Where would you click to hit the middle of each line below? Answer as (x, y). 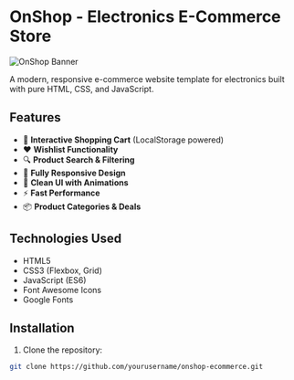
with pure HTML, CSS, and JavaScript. (82, 89)
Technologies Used (65, 239)
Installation (42, 327)
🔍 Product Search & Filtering (79, 159)
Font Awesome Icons (62, 290)
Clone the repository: (63, 350)
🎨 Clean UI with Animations (76, 182)
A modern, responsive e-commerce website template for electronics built (147, 79)
